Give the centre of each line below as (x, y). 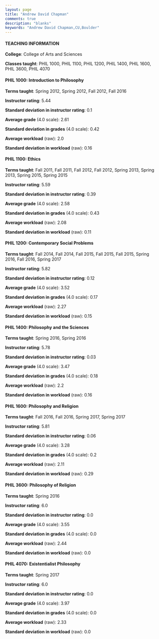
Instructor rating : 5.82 (28, 268)
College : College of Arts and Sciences (44, 54)
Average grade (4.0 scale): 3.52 (37, 287)
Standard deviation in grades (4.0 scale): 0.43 (52, 213)
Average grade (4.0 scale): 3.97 (37, 603)
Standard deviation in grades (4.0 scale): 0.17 (51, 297)
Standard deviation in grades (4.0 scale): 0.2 (51, 455)
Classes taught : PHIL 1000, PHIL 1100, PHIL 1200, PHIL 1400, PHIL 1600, (78, 64)
